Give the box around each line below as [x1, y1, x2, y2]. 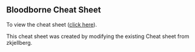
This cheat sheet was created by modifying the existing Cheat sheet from [6, 33, 190, 40]
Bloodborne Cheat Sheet [6, 5, 101, 15]
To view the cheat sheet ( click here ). [6, 21, 97, 28]
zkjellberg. [6, 39, 33, 46]
